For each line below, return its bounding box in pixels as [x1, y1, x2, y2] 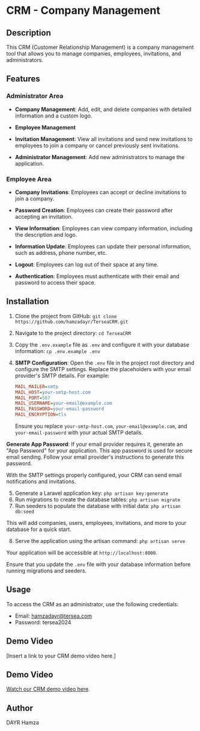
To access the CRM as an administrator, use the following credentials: [6, 600, 179, 607]
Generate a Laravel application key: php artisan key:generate [14, 489, 169, 497]
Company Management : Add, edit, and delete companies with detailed [14, 105, 192, 113]
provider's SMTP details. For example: [14, 372, 110, 379]
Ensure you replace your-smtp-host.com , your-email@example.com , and [14, 422, 187, 430]
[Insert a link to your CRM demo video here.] [6, 652, 116, 659]
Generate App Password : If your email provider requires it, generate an [6, 441, 183, 448]
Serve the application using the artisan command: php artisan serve [14, 538, 186, 545]
